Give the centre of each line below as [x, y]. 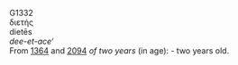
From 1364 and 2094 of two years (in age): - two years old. [119, 51]
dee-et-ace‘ [32, 41]
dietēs [21, 32]
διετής [22, 22]
